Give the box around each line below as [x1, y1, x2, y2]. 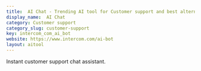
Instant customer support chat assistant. [6, 57, 106, 65]
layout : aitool [6, 42, 44, 48]
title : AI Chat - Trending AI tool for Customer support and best [6, 8, 178, 15]
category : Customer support [6, 20, 77, 25]
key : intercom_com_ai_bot [6, 31, 71, 37]
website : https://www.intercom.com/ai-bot [6, 36, 114, 42]
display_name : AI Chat [6, 14, 66, 20]
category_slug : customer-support [6, 25, 90, 31]
